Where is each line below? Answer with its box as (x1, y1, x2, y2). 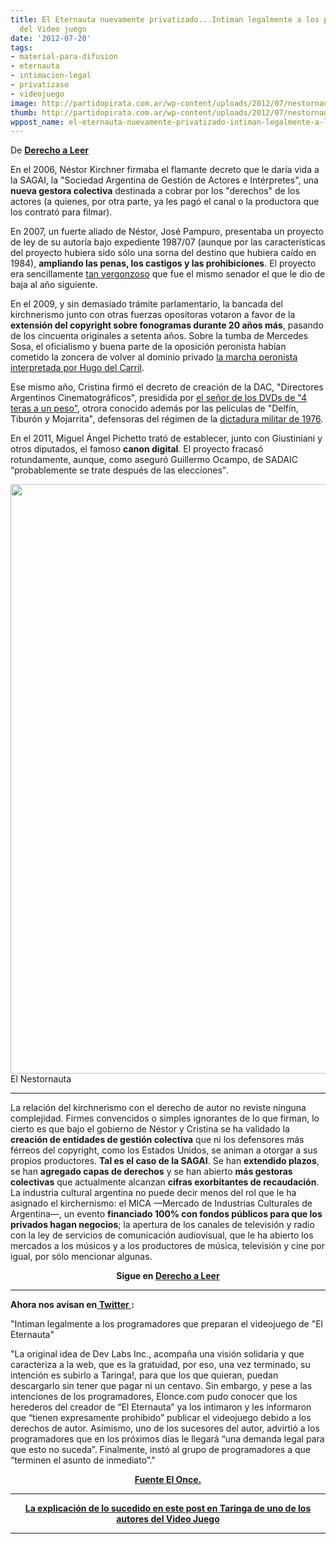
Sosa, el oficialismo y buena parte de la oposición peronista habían (10, 341, 287, 353)
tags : (10, 42, 33, 53)
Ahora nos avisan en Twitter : (10, 1299, 135, 1311)
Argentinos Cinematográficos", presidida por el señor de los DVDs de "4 (10, 392, 307, 404)
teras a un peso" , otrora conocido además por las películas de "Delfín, (10, 402, 299, 415)
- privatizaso (10, 80, 70, 90)
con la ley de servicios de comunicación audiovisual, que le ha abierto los (10, 1229, 314, 1241)
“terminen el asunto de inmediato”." (10, 1454, 156, 1466)
